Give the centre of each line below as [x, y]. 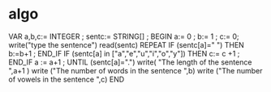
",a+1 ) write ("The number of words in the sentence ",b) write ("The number [135, 70]
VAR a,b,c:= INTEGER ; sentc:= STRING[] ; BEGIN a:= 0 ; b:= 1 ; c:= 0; [124, 36]
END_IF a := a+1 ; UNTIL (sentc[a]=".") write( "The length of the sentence [130, 62]
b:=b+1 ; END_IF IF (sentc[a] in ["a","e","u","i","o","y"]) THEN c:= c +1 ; [124, 53]
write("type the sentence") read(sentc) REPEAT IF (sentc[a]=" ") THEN [127, 44]
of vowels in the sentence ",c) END [67, 79]
